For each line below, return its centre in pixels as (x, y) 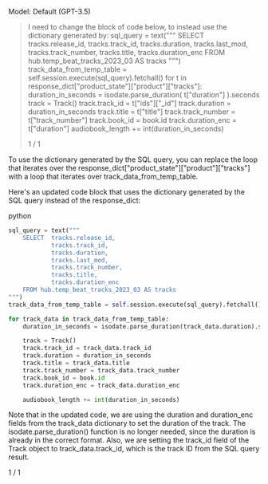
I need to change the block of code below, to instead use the (127, 27)
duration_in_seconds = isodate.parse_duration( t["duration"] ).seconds (144, 94)
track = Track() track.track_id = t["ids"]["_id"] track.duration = (129, 103)
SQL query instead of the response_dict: (75, 200)
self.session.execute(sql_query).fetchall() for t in (107, 78)
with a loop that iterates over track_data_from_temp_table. (103, 176)
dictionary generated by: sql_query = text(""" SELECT (116, 35)
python (20, 216)
